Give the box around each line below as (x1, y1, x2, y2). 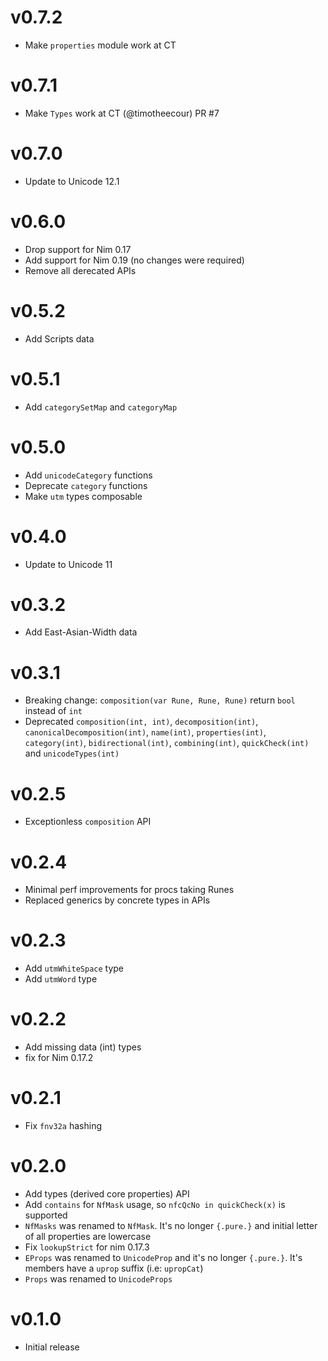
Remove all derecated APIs (24, 264, 137, 276)
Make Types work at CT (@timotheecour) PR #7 (24, 107, 220, 119)
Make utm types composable (24, 490, 143, 502)
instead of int (24, 705, 83, 717)
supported (24, 1209, 68, 1221)
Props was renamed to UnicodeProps (24, 1273, 173, 1285)
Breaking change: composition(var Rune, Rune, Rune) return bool (24, 694, 296, 706)
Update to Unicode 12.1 (24, 175, 120, 187)
